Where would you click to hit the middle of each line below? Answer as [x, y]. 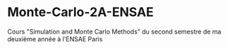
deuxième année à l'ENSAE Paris [55, 38]
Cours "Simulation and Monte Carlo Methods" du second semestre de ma [114, 31]
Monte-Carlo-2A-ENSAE [80, 12]
